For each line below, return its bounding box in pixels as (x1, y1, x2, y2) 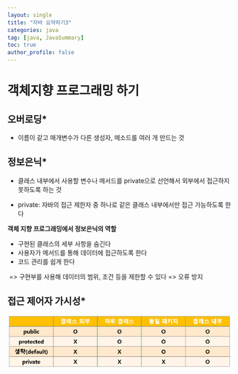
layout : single (7, 11, 53, 18)
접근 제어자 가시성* (7, 295, 87, 307)
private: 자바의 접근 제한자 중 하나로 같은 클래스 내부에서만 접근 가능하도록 (17, 200, 224, 209)
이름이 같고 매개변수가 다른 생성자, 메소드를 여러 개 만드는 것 (17, 134, 185, 141)
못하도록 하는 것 (17, 185, 62, 193)
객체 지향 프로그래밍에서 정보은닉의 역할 (7, 224, 117, 233)
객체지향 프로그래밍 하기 (7, 82, 140, 99)
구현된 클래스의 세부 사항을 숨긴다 (17, 239, 112, 248)
